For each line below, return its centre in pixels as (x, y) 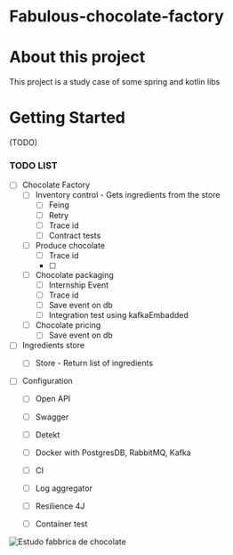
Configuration (47, 381)
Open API (53, 399)
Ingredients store (53, 346)
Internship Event (79, 285)
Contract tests (75, 235)
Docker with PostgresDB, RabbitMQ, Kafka (113, 453)
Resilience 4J (60, 506)
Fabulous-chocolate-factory (116, 16)
